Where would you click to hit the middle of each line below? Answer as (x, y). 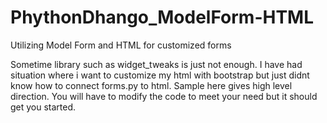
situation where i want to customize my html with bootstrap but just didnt (160, 75)
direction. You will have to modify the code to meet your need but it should (164, 96)
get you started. (43, 107)
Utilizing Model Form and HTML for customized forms (121, 45)
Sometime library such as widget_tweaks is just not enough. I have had (156, 64)
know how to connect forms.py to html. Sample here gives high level (151, 85)
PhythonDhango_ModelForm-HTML (162, 17)
